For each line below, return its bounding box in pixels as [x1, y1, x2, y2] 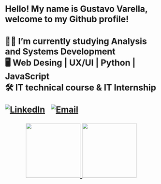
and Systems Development [5, 46, 116, 57]
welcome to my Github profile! [5, 14, 129, 25]
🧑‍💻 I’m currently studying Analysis [5, 36, 147, 47]
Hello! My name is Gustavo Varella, [5, 3, 148, 15]
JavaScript [5, 71, 50, 82]
